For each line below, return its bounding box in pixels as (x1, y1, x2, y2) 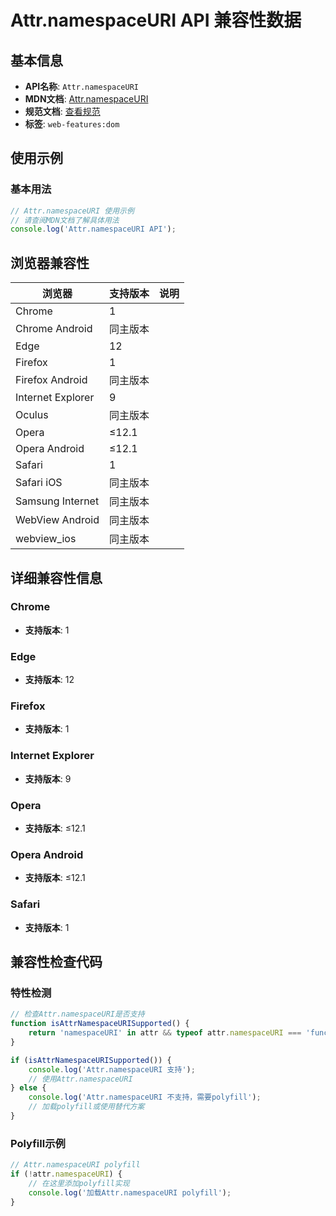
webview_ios (15, 532, 77, 546)
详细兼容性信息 (10, 569, 103, 586)
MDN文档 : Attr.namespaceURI (24, 93, 149, 105)
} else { (10, 1083, 47, 1093)
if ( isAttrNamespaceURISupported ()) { (10, 1055, 172, 1065)
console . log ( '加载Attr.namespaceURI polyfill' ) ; (28, 1187, 232, 1198)
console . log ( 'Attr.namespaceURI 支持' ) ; (28, 1064, 196, 1075)
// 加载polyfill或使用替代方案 (28, 1102, 145, 1112)
